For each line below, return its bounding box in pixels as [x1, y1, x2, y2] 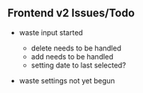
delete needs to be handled [30, 43, 121, 53]
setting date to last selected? [30, 60, 126, 70]
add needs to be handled [30, 51, 113, 61]
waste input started [18, 27, 83, 37]
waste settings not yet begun [18, 75, 115, 85]
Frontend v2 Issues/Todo [7, 6, 135, 20]
